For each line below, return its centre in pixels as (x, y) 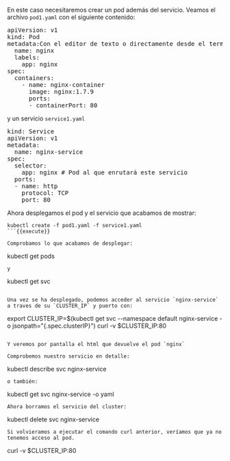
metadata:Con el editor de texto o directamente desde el (106, 44)
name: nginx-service (49, 152)
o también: (23, 382)
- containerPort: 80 (63, 105)
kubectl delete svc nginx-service (53, 419)
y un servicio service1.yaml (46, 118)
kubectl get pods (31, 256)
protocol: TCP (45, 193)
